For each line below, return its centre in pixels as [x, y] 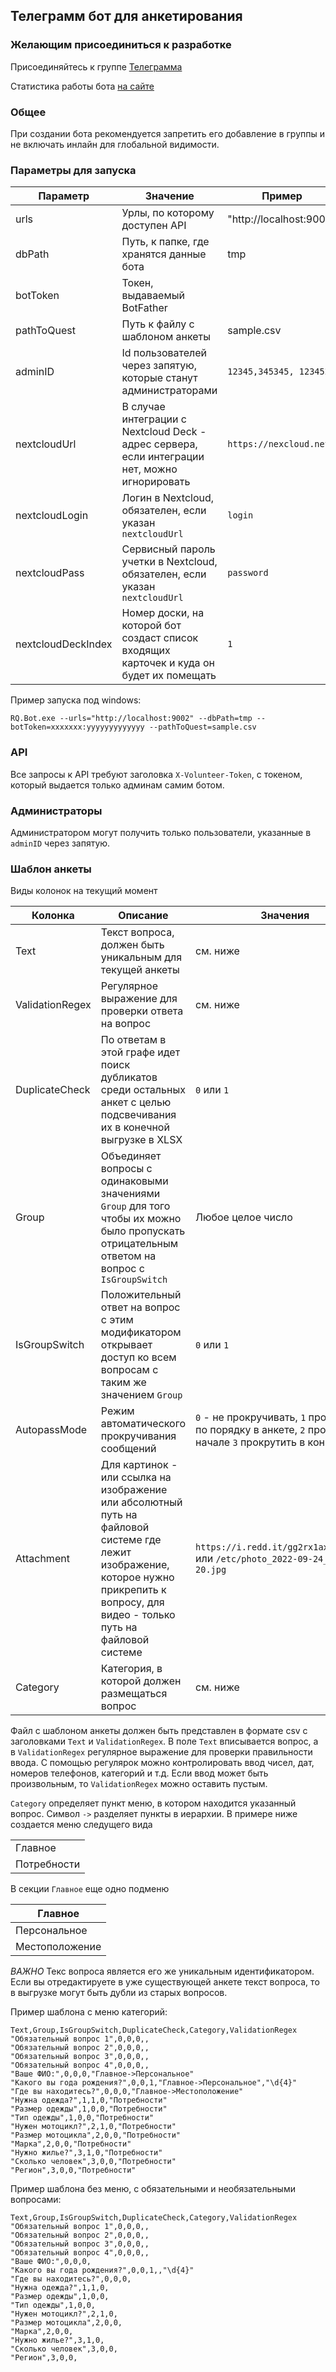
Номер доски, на [163, 613]
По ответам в [133, 1040]
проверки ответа [142, 1011]
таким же [123, 1382]
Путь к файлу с [158, 324]
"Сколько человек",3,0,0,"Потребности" [93, 2162]
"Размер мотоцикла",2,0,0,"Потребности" [96, 2135]
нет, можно [149, 469]
